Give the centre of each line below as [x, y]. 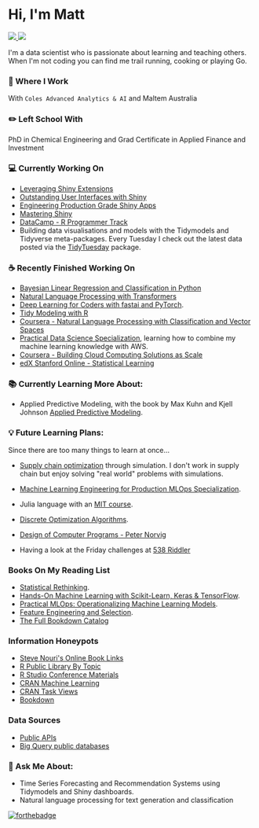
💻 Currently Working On [56, 168]
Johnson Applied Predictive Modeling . [81, 412]
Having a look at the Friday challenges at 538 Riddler [105, 550]
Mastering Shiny [46, 213]
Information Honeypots [53, 641]
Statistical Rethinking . [55, 587]
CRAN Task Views [49, 692]
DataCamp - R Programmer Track [73, 222]
